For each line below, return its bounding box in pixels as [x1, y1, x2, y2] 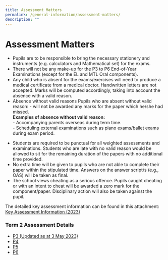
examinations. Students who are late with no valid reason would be [12, 145, 152, 151]
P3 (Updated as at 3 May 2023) [12, 233, 78, 239]
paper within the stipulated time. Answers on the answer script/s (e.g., [12, 167, 159, 173]
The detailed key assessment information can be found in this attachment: [5, 203, 159, 210]
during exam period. [12, 130, 55, 136]
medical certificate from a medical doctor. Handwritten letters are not [12, 82, 157, 88]
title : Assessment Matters [5, 7, 62, 13]
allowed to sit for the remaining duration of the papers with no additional [12, 151, 163, 157]
